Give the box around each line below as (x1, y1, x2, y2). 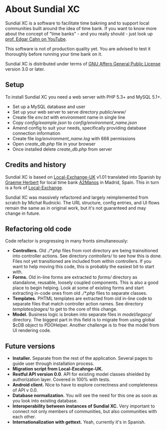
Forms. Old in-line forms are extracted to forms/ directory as (12, 274, 138, 280)
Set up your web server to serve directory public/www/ (12, 109, 126, 115)
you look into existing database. (12, 398, 78, 404)
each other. (12, 414, 36, 420)
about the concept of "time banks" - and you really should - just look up (5, 31, 153, 37)
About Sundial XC (5, 4, 80, 15)
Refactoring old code (5, 224, 72, 233)
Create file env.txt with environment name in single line (12, 114, 126, 120)
